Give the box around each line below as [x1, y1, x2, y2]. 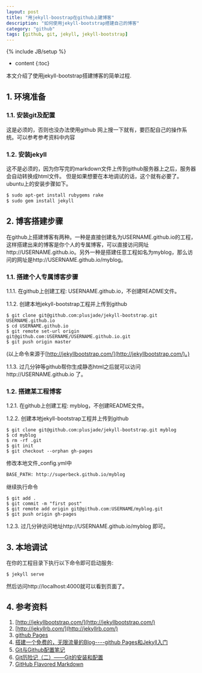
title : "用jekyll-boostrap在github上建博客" [6, 15, 115, 21]
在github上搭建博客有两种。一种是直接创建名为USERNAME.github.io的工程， [6, 233, 197, 241]
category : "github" [6, 25, 55, 32]
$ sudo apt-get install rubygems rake [6, 192, 104, 198]
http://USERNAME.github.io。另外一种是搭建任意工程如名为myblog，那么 [6, 249, 188, 256]
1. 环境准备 [6, 91, 46, 102]
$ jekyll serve [6, 571, 45, 577]
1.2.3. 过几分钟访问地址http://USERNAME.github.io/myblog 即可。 [6, 522, 169, 530]
